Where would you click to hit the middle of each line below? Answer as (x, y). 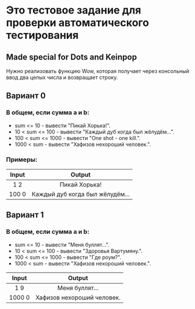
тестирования (42, 35)
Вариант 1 (25, 215)
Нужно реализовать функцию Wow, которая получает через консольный (98, 71)
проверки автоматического (78, 23)
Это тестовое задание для (74, 10)
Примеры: (22, 160)
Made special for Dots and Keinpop (71, 57)
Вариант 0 (26, 96)
